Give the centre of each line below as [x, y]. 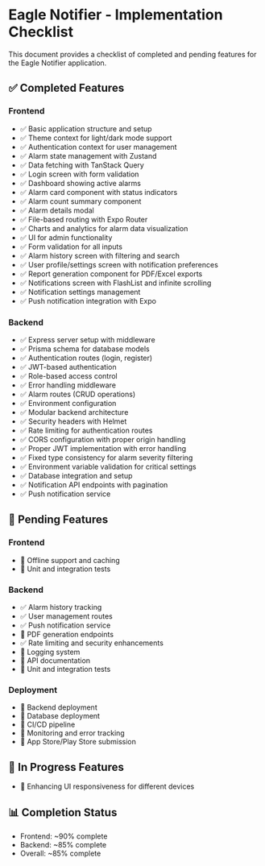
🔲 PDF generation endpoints [67, 634]
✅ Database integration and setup [76, 475]
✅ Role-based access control [69, 375]
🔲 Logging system [50, 652]
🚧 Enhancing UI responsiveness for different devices [107, 786]
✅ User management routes [66, 616]
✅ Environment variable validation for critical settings [108, 466]
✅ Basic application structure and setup [86, 128]
